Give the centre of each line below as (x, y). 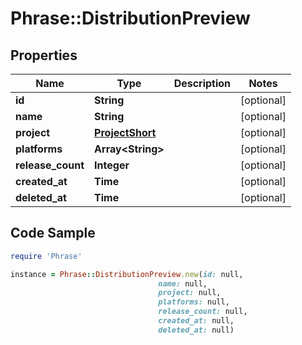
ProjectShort (125, 132)
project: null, (190, 293)
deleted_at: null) (196, 330)
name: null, (183, 283)
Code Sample (53, 233)
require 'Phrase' (46, 256)
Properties (44, 55)
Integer (112, 165)
